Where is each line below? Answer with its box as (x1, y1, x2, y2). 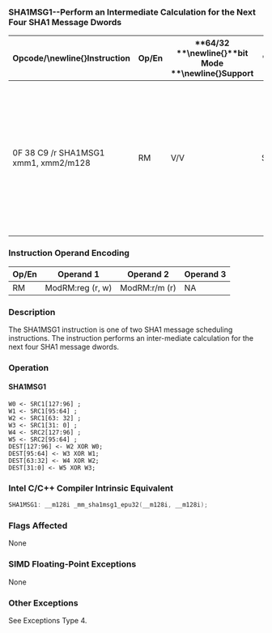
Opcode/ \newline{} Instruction (12, 53, 131, 64)
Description (8, 306, 56, 317)
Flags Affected (8, 520, 68, 532)
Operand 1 (57, 268, 100, 279)
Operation (8, 362, 49, 373)
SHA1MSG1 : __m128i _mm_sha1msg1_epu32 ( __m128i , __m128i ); (8, 501, 208, 509)
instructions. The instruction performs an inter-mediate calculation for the (8, 333, 253, 342)
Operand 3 (184, 268, 227, 279)
